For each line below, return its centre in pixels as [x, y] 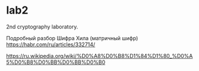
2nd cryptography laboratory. [42, 27]
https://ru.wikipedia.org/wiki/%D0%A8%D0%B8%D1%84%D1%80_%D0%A [99, 56]
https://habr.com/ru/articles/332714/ [51, 44]
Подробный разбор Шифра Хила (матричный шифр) [72, 38]
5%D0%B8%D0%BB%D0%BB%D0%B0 [56, 62]
